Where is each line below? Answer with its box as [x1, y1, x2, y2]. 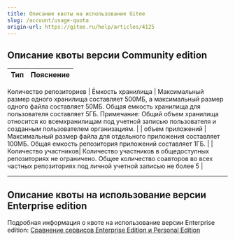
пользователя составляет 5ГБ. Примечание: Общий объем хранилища [7, 110, 219, 118]
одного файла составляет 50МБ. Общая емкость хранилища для [7, 102, 201, 111]
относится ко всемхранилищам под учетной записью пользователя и [7, 117, 217, 126]
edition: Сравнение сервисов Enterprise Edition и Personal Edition [7, 226, 201, 234]
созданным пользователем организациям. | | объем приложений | [7, 125, 207, 133]
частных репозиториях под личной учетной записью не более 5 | [7, 162, 204, 170]
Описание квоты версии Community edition [7, 49, 208, 61]
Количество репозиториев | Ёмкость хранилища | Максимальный [7, 88, 204, 96]
